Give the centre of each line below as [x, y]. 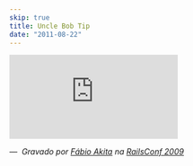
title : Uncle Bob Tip [50, 26]
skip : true [30, 17]
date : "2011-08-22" [46, 34]
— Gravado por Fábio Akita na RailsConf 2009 [96, 152]
